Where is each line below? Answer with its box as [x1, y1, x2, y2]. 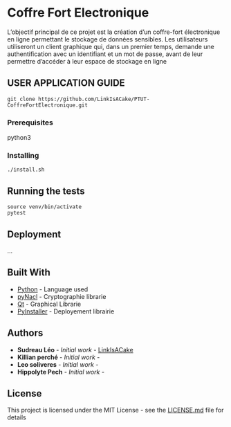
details [7, 413, 26, 421]
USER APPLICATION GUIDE [7, 78, 126, 89]
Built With [7, 266, 50, 278]
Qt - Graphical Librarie [17, 300, 82, 308]
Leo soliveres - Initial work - [17, 360, 99, 368]
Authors [7, 327, 44, 339]
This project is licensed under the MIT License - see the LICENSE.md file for [7, 406, 224, 415]
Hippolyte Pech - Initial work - [17, 367, 105, 376]
